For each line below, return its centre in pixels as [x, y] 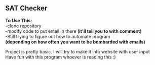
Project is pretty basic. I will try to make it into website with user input [78, 51]
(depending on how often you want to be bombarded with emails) [75, 42]
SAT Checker [26, 8]
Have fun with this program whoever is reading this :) [61, 57]
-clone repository [23, 26]
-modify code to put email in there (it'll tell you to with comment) [73, 31]
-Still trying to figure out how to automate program [58, 36]
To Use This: [19, 20]
